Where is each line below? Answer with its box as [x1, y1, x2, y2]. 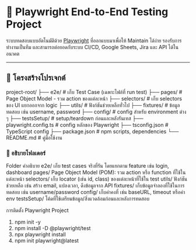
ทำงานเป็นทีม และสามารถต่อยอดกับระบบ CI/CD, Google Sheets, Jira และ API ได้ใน [6, 43, 179, 50]
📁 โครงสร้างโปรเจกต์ [6, 73, 66, 83]
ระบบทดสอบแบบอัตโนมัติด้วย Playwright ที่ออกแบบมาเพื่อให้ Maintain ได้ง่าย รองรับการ [6, 37, 182, 44]
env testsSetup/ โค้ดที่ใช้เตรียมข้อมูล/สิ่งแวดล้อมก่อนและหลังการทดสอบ [6, 195, 150, 202]
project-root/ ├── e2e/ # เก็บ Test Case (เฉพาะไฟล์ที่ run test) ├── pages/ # [6, 88, 183, 95]
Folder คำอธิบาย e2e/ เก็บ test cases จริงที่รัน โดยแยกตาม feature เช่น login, [6, 162, 169, 169]
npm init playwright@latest [14, 237, 79, 244]
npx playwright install [14, 231, 66, 238]
